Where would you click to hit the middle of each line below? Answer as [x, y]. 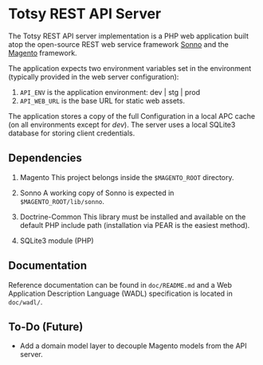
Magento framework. [43, 53]
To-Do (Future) [46, 326]
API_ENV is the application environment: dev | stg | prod [110, 92]
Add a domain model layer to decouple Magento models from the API [133, 346]
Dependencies [45, 158]
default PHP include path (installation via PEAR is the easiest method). [135, 225]
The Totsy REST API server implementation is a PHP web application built [128, 36]
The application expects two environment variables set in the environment [130, 68]
